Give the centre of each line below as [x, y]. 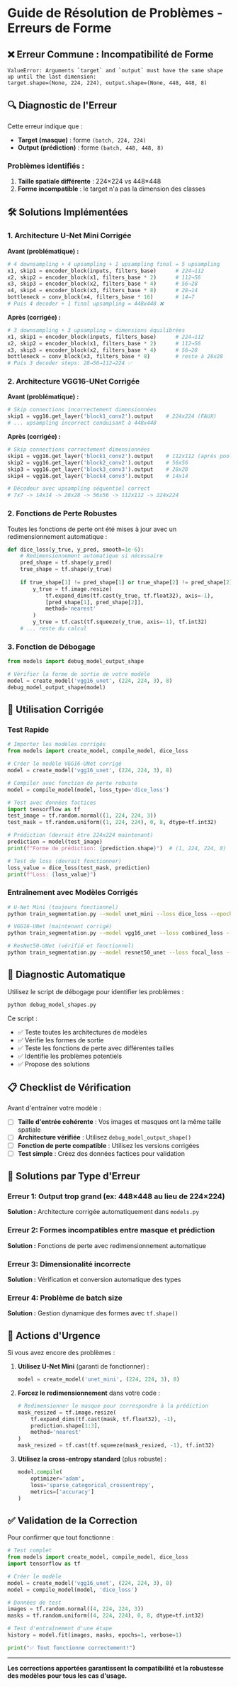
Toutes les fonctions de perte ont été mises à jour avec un [92, 529]
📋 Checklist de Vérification [69, 1087]
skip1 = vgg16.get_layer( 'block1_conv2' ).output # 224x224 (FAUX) [112, 416]
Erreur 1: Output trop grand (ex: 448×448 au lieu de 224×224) [116, 1196]
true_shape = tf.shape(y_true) [66, 569]
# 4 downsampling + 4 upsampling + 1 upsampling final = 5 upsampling [114, 264]
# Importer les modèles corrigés [57, 745]
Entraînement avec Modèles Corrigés [73, 893]
